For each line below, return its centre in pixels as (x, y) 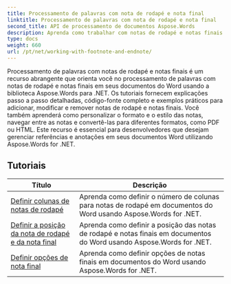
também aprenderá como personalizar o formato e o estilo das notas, (105, 115)
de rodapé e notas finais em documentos (145, 233)
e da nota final (34, 242)
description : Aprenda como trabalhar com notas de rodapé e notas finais (115, 33)
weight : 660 (24, 45)
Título (42, 185)
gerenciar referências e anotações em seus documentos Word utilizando (110, 137)
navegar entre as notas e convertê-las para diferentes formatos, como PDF (113, 122)
